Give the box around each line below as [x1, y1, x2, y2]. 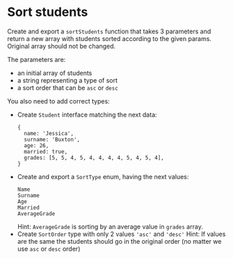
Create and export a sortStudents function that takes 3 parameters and [7, 27, 211, 35]
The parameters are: [7, 55, 66, 63]
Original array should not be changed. [7, 42, 116, 50]
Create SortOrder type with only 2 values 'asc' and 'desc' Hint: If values [17, 230, 226, 238]
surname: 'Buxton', [24, 136, 80, 143]
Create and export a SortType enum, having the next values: [17, 172, 189, 181]
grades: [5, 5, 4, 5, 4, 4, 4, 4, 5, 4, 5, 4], [24, 154, 165, 161]
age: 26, [24, 142, 49, 149]
